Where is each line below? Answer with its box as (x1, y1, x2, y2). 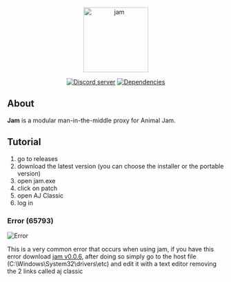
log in (17, 198, 33, 207)
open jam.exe (17, 176, 57, 185)
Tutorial (7, 136, 41, 148)
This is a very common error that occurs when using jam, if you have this (7, 245, 214, 253)
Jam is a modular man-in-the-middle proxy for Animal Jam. (7, 116, 176, 124)
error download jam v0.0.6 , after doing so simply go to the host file (7, 252, 197, 261)
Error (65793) (7, 216, 54, 225)
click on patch (17, 184, 58, 192)
